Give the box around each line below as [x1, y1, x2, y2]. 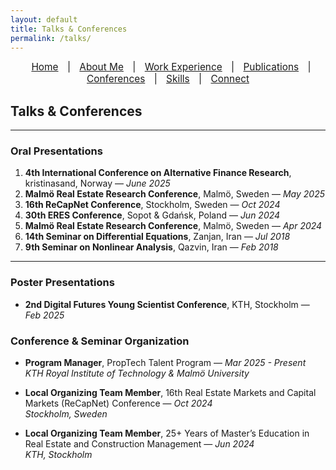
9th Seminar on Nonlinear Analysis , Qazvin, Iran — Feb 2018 [24, 241, 279, 253]
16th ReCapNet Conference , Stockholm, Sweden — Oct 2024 [24, 199, 281, 211]
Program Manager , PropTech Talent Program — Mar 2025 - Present [24, 357, 307, 369]
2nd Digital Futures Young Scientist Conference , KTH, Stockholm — [24, 298, 310, 310]
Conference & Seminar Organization [10, 334, 190, 348]
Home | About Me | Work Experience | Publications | [31, 61, 312, 74]
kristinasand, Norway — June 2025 [24, 177, 171, 190]
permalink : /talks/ [10, 33, 92, 43]
